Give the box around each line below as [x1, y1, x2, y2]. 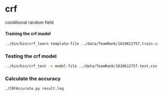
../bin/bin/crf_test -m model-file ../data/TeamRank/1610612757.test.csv [5, 64, 158, 69]
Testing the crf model [5, 52, 57, 59]
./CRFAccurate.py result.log [5, 86, 64, 91]
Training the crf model [5, 31, 51, 36]
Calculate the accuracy [5, 75, 61, 82]
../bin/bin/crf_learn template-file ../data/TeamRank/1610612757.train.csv [5, 41, 162, 47]
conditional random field [5, 19, 54, 25]
